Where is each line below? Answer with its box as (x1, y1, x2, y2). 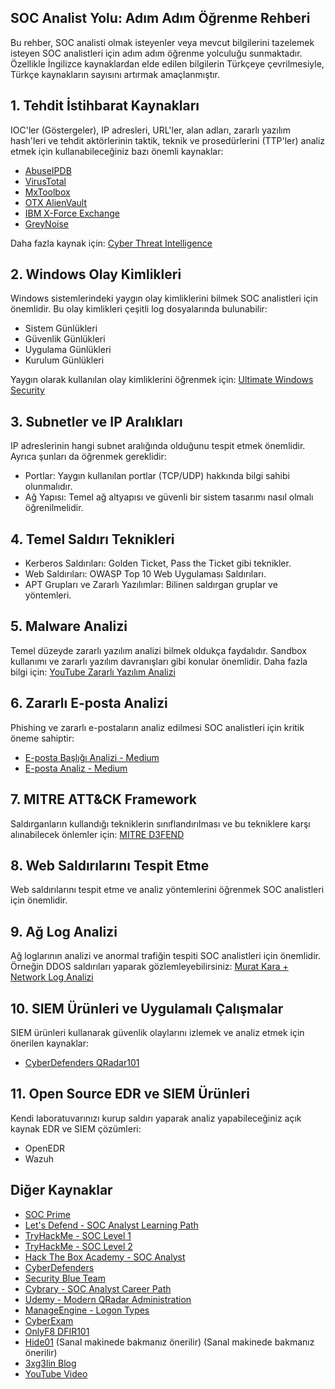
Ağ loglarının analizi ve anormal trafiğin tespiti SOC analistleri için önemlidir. (10, 950, 321, 962)
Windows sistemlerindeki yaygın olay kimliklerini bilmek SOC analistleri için (10, 292, 318, 305)
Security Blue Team (24, 1272, 106, 1284)
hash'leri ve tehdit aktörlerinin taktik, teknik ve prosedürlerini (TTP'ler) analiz (10, 134, 326, 146)
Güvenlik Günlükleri (24, 333, 106, 345)
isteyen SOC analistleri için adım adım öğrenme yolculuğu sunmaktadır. (10, 47, 303, 59)
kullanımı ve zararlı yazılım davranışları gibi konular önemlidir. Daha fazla (10, 655, 308, 667)
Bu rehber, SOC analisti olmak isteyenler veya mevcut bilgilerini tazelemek (10, 36, 315, 48)
